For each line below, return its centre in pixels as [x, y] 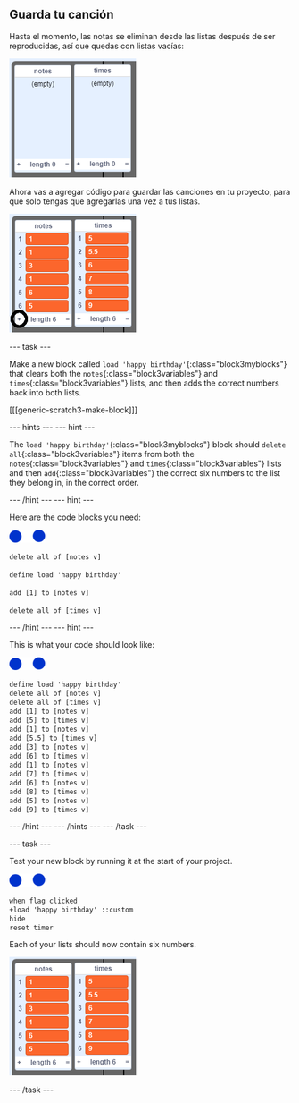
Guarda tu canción [62, 15]
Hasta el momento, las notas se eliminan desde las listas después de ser [142, 36]
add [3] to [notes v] [50, 747]
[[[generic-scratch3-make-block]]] [74, 410]
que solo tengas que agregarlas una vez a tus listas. [105, 201]
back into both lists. [46, 392]
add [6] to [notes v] [50, 783]
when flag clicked [43, 901]
